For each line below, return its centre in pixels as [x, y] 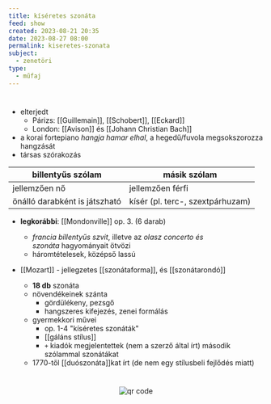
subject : [23, 53]
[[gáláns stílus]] [70, 337]
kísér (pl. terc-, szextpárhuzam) [190, 201]
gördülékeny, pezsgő [79, 302]
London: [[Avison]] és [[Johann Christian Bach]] [112, 128]
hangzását [38, 145]
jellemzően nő [39, 188]
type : [17, 69]
